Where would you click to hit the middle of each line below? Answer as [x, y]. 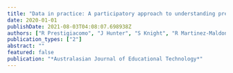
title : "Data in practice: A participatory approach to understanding [111, 14]
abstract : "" [26, 46]
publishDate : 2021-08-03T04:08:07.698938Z [69, 26]
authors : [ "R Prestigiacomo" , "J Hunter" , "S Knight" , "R [93, 33]
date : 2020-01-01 [32, 20]
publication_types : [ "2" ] [44, 40]
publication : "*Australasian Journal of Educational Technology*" [105, 59]
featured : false [31, 53]
